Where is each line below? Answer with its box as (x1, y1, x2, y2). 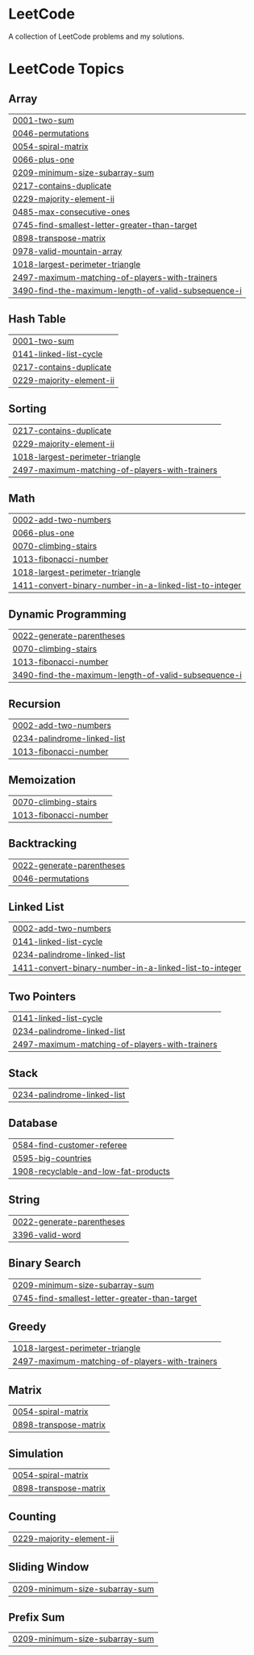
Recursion (8, 697, 61, 710)
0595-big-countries (12, 1152, 92, 1163)
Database (8, 1117, 58, 1130)
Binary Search (8, 1257, 81, 1270)
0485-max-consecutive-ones (12, 206, 131, 218)
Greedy (8, 1320, 47, 1333)
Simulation (8, 1446, 64, 1460)
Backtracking (8, 837, 77, 850)
